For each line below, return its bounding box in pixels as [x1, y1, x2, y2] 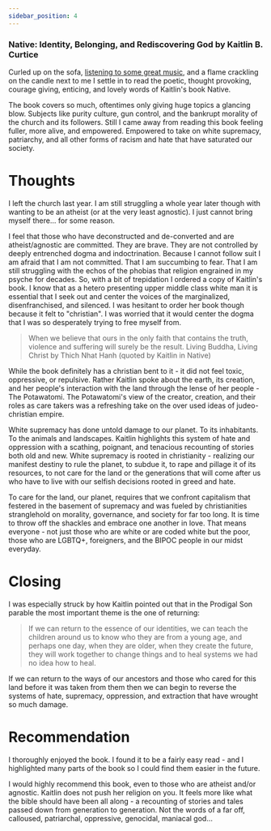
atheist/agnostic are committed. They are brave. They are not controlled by [8, 240, 259, 250]
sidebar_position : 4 [8, 11, 78, 20]
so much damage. [8, 699, 69, 709]
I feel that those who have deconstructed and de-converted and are [8, 231, 235, 241]
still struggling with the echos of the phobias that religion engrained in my [8, 265, 253, 276]
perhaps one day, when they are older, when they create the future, [28, 640, 253, 650]
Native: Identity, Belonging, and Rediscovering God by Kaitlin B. [8, 38, 263, 49]
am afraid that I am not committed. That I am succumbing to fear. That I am [8, 257, 258, 267]
